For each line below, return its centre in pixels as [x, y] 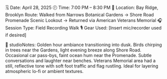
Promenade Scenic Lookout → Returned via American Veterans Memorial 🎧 [84, 20]
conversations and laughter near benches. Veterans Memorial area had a [80, 60]
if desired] [16, 35]
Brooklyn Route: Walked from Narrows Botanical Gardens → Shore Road [79, 15]
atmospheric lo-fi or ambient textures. [44, 71]
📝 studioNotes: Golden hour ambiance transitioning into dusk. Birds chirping [83, 45]
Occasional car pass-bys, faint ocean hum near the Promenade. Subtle [78, 55]
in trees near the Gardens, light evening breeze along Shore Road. [73, 50]
